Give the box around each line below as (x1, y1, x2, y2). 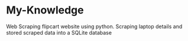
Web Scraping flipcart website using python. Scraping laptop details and (6, 23, 183, 30)
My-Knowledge (6, 4, 84, 17)
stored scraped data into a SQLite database (6, 29, 112, 36)
